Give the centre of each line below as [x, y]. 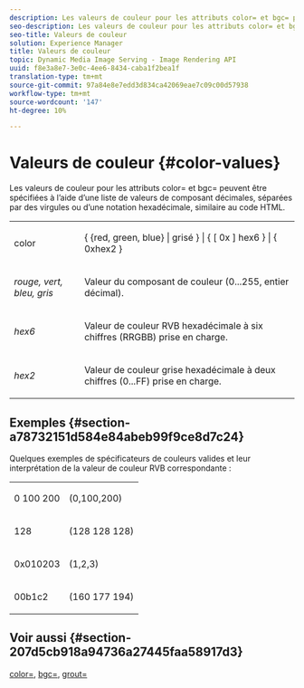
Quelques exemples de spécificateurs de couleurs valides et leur [130, 459]
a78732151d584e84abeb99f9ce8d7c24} [127, 437]
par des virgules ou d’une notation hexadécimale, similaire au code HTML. [147, 207]
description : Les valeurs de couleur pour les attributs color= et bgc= [149, 18]
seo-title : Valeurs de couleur [68, 34]
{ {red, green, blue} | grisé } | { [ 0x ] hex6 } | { [181, 238]
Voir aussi [38, 638]
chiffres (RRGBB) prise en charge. [156, 338]
